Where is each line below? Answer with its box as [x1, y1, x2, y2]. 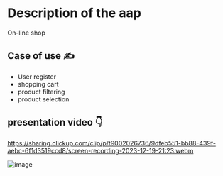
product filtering [17, 87, 65, 96]
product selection [17, 94, 70, 104]
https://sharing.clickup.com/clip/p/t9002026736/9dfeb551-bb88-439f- [7, 138, 217, 147]
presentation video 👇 [7, 116, 103, 128]
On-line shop [7, 28, 46, 37]
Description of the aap [7, 5, 142, 21]
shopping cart [17, 79, 59, 88]
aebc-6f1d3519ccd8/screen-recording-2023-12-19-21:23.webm [7, 146, 194, 155]
